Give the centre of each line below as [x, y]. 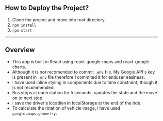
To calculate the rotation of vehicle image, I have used [66, 108]
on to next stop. [28, 98]
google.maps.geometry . [34, 113]
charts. [19, 67]
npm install [24, 25]
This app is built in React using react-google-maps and [67, 61]
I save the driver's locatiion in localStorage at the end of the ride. [77, 103]
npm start [22, 30]
